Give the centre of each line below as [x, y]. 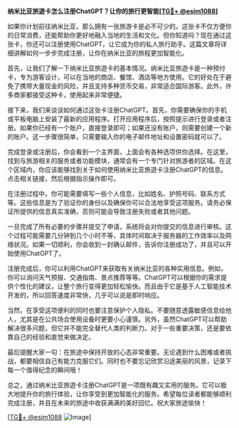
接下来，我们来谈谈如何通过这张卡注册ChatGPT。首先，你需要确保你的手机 [117, 110]
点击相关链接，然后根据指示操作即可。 [63, 178]
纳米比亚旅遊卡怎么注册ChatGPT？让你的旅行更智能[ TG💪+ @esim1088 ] [113, 11]
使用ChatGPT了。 [39, 253]
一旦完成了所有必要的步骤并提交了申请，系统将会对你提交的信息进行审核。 [116, 226]
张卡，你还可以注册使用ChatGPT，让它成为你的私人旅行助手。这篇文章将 [114, 44]
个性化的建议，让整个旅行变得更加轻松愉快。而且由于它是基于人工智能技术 [122, 286]
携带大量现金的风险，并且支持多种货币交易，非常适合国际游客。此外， [122, 86]
